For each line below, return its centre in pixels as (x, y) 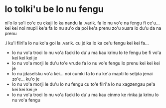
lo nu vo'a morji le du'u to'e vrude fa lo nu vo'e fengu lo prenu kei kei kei (86, 63)
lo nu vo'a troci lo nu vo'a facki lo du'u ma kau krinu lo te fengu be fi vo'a (86, 53)
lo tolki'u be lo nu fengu (54, 9)
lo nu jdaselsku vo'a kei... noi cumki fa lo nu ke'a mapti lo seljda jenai (82, 73)
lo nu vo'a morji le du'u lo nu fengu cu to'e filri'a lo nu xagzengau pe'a (83, 84)
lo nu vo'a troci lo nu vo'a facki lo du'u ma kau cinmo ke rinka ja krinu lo (85, 95)
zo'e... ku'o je (26, 79)
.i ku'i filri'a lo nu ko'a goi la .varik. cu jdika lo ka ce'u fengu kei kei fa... (77, 43)
